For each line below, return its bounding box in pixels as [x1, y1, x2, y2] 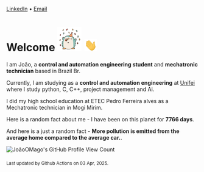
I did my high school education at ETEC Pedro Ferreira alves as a [6, 97, 169, 104]
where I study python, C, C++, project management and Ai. [6, 85, 155, 93]
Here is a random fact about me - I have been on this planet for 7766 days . [6, 115, 195, 123]
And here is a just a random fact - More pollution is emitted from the [6, 127, 180, 135]
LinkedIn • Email [6, 5, 47, 12]
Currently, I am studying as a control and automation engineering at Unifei [6, 79, 195, 86]
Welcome [6, 41, 55, 54]
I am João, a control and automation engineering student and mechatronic [6, 60, 198, 68]
